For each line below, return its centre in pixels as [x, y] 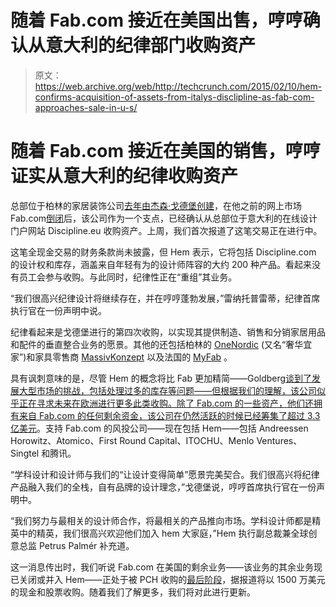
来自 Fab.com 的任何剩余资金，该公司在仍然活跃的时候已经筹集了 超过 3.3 [169, 415]
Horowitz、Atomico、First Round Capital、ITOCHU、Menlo [132, 440]
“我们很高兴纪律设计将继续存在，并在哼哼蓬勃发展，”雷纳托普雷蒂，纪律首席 [165, 298]
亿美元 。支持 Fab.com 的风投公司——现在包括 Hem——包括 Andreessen [159, 428]
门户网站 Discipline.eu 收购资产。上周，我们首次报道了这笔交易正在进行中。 [166, 230]
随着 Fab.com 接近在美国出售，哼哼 [156, 20]
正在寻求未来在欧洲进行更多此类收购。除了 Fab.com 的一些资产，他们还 [166, 403]
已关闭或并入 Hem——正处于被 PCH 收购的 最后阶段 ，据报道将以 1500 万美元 [168, 579]
